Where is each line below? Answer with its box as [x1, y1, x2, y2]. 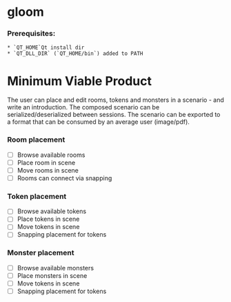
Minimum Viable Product [7, 73, 152, 89]
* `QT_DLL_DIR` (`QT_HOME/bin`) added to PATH [7, 50, 143, 57]
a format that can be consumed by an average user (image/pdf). [7, 118, 190, 126]
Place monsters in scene [17, 271, 88, 279]
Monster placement [7, 248, 74, 258]
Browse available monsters [17, 263, 94, 272]
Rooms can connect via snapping [17, 173, 112, 182]
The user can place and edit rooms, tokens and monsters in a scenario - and [7, 96, 224, 104]
